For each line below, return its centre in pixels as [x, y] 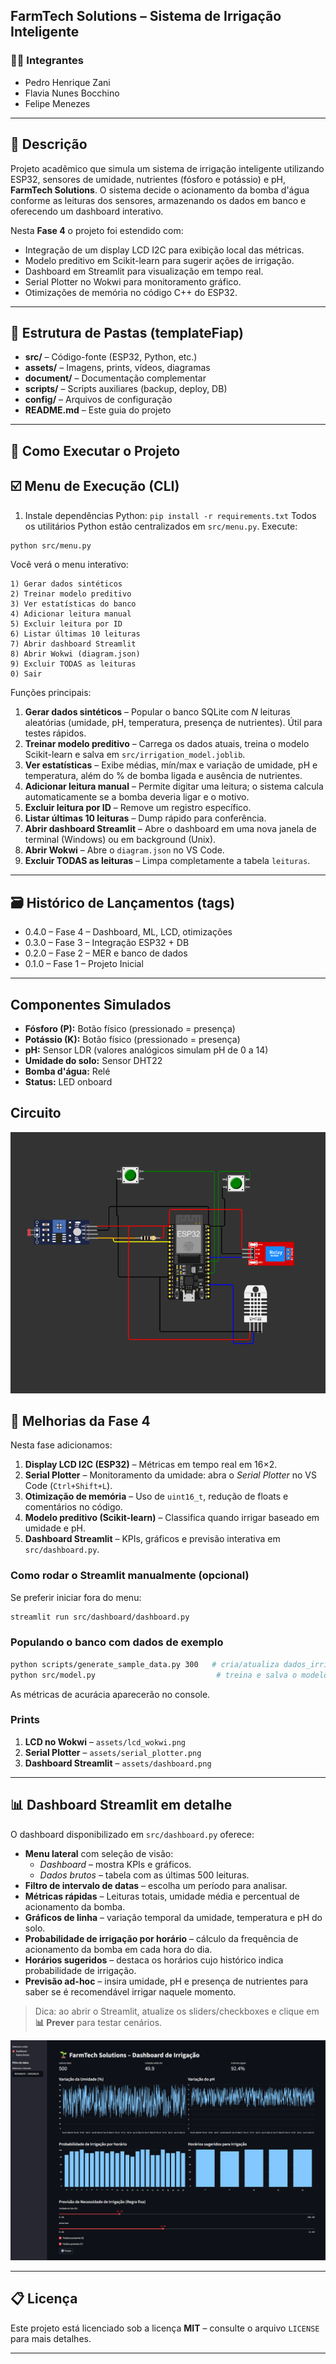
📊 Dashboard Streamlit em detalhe [121, 1805]
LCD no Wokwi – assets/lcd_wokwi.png [105, 1741]
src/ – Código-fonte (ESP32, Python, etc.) [111, 357]
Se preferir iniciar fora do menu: [76, 1597]
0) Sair [26, 674]
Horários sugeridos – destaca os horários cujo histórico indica [154, 1960]
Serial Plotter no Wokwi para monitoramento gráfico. [133, 281]
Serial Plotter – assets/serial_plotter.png [113, 1752]
